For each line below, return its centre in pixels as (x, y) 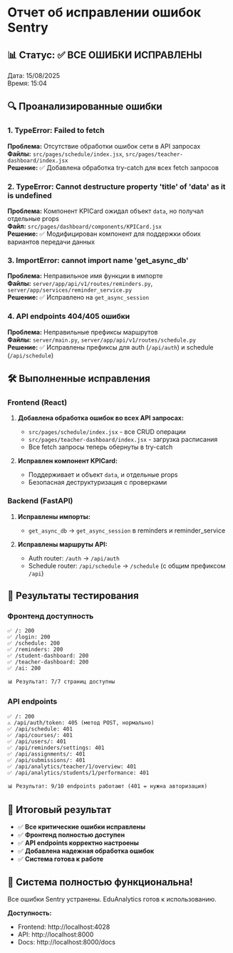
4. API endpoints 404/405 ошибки (69, 317)
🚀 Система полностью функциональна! (100, 882)
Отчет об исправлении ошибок (104, 13)
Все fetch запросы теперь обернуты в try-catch (100, 447)
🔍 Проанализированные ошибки (85, 107)
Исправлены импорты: (54, 516)
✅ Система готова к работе (61, 859)
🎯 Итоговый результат (59, 810)
